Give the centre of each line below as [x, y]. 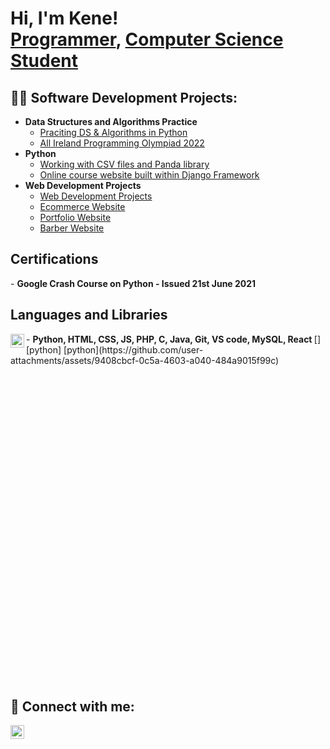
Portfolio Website [75, 217]
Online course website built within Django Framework [149, 175]
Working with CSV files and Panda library [124, 164]
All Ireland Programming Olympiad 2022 [122, 143]
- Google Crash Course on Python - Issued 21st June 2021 [133, 283]
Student [44, 61]
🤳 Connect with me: [72, 707]
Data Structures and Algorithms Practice [111, 121]
